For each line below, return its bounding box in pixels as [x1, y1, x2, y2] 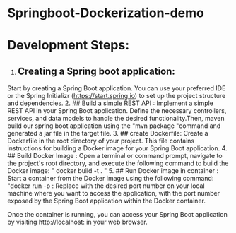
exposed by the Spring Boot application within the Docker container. [7, 196, 206, 205]
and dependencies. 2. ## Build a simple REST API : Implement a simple [7, 99, 214, 107]
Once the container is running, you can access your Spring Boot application [7, 210, 228, 219]
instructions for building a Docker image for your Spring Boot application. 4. [7, 144, 228, 153]
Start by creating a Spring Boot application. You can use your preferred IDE [7, 84, 226, 92]
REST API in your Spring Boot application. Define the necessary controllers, [7, 107, 227, 115]
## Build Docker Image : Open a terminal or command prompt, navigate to [7, 152, 223, 160]
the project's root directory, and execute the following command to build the [7, 159, 229, 167]
